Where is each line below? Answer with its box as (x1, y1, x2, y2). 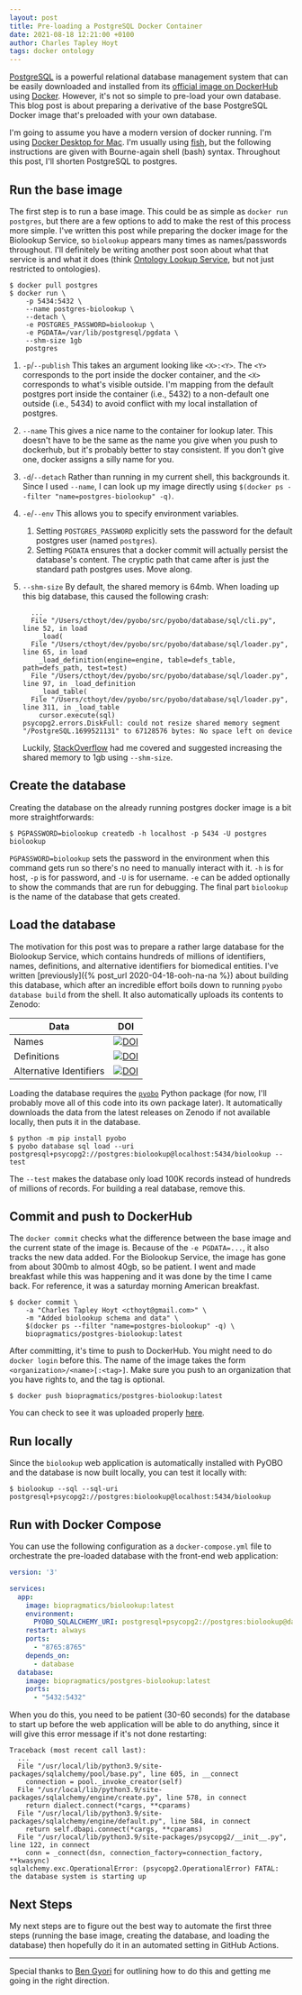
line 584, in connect (170, 1817, 252, 1826)
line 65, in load (22, 647, 88, 656)
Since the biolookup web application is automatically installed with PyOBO (9, 1458, 283, 1469)
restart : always (25, 1626, 87, 1635)
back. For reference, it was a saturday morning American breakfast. (9, 1281, 260, 1292)
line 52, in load (22, 624, 88, 633)
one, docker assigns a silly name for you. (22, 453, 174, 464)
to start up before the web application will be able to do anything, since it (9, 1719, 280, 1730)
